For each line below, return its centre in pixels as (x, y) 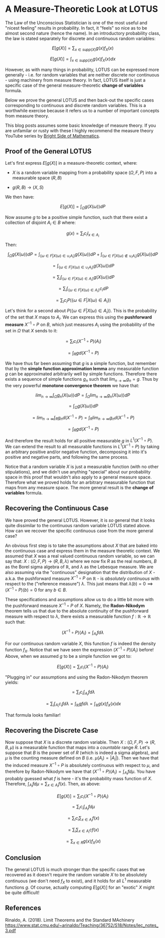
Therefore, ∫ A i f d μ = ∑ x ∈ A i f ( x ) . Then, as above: (53, 785)
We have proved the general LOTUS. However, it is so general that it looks (80, 520)
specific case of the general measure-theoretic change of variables (74, 85)
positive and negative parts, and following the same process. (67, 457)
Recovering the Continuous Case (57, 508)
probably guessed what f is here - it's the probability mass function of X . (79, 778)
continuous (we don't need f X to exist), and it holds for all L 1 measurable (78, 881)
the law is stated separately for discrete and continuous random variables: (81, 38)
